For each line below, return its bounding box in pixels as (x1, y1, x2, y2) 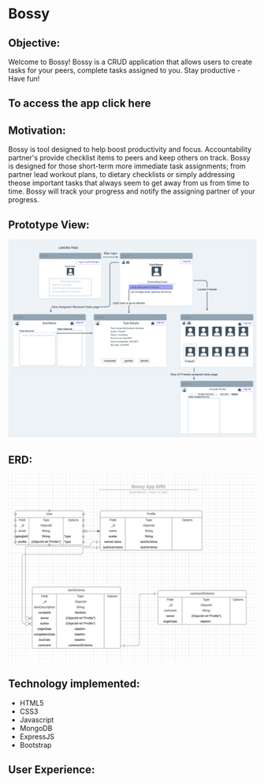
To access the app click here (8, 96, 151, 111)
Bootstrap (19, 740, 52, 749)
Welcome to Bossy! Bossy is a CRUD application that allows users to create (8, 57, 252, 66)
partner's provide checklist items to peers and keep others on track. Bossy (8, 153, 251, 163)
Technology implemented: (8, 677, 140, 691)
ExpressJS (19, 732, 55, 741)
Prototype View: (8, 218, 90, 232)
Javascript (19, 714, 54, 724)
